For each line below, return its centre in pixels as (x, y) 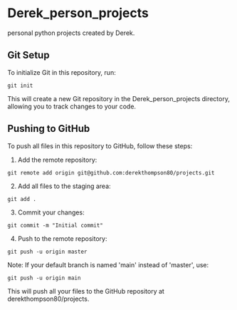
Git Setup (28, 55)
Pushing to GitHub (49, 129)
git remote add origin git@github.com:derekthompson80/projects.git (111, 172)
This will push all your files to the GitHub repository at (86, 291)
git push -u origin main (44, 278)
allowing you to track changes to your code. (72, 106)
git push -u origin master (47, 252)
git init (20, 86)
